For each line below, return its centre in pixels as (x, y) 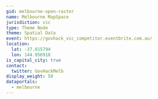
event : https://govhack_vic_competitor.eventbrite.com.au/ (79, 38)
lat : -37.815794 (31, 49)
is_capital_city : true (34, 60)
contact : (17, 66)
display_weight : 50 (30, 76)
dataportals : (22, 82)
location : (18, 44)
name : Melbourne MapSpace (37, 17)
